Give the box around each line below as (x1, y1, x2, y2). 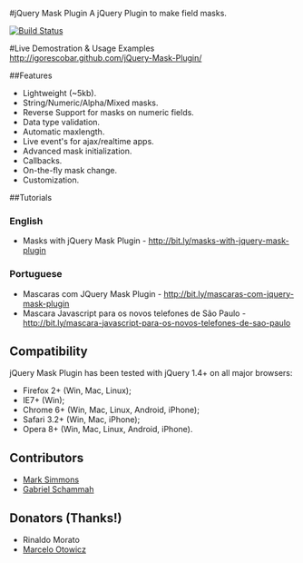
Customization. (22, 174, 80, 185)
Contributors (9, 449, 84, 466)
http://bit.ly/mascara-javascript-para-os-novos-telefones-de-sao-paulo (22, 317, 291, 328)
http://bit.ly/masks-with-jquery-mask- (148, 235, 289, 246)
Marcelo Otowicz (22, 544, 86, 555)
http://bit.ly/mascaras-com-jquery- (162, 288, 295, 299)
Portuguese (9, 268, 63, 281)
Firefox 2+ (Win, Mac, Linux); (22, 385, 132, 396)
